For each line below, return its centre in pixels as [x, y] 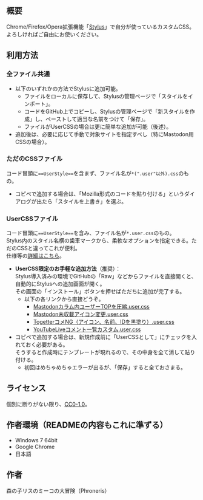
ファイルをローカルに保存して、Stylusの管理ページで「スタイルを [106, 96]
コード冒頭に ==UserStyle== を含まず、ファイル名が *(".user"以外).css [92, 173]
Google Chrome [35, 447]
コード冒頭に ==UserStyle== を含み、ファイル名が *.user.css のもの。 [91, 233]
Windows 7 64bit [36, 440]
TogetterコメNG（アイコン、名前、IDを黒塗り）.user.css [104, 322]
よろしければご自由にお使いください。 [54, 34]
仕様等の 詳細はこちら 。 [35, 256]
